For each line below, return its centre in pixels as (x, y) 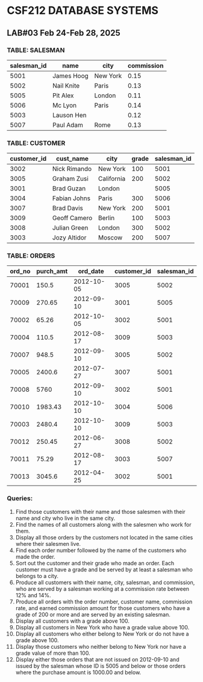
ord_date (91, 271)
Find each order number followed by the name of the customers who (101, 550)
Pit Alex (63, 96)
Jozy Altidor (69, 238)
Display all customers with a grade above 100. (73, 621)
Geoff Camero (72, 218)
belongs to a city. (37, 576)
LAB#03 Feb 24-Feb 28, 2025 (64, 33)
